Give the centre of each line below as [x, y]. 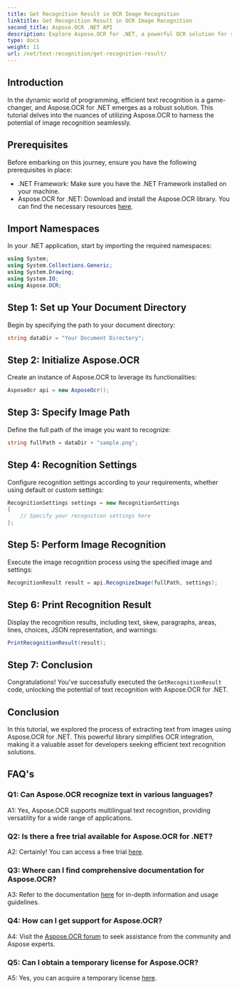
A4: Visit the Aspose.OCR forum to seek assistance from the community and [119, 936]
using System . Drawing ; [41, 272]
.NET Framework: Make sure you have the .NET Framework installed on [122, 183]
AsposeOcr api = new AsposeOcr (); [59, 390]
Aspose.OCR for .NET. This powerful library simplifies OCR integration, [111, 737]
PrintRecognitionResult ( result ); [57, 642]
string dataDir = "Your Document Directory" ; [76, 338]
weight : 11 [23, 47]
